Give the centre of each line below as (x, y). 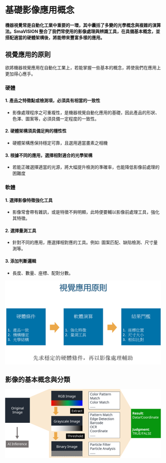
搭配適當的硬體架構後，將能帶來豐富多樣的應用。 (55, 37)
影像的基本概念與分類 (38, 379)
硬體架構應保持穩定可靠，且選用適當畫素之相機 (60, 143)
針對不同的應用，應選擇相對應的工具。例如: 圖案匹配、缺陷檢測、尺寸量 (85, 242)
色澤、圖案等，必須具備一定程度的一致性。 (56, 118)
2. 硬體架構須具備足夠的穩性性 (36, 131)
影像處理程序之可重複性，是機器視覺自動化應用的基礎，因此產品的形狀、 (86, 113)
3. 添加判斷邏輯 (21, 261)
